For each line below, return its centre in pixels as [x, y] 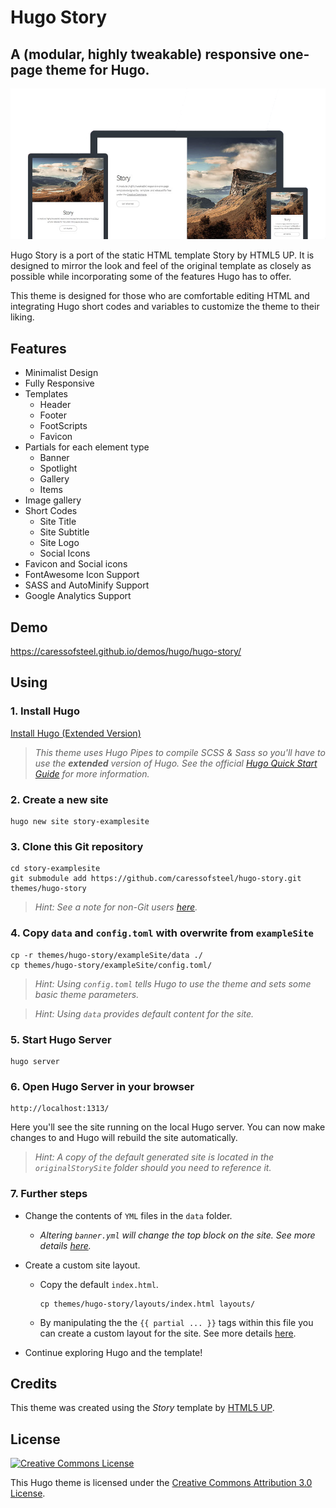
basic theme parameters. [87, 994]
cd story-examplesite [55, 869]
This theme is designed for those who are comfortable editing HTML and [160, 296]
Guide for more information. [92, 773]
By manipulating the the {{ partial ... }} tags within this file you [176, 1322]
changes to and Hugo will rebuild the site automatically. [124, 1138]
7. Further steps [49, 1194]
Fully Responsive [59, 383]
